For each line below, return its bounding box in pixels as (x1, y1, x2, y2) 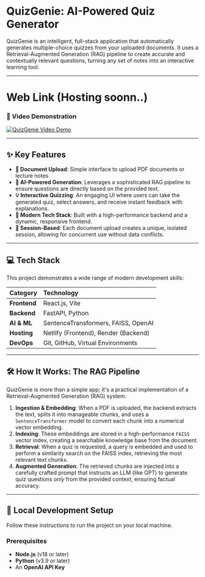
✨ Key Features (6, 149, 66, 160)
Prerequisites (6, 537, 47, 545)
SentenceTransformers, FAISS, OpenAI (43, 319, 154, 328)
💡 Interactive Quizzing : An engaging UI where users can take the (15, 192, 180, 199)
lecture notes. (15, 172, 51, 179)
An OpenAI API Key (15, 563, 65, 571)
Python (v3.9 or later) (15, 557, 70, 564)
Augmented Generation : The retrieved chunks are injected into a (15, 462, 179, 470)
